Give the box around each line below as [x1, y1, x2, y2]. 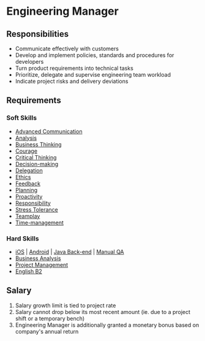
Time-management [15, 219, 64, 226]
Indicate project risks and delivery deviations [15, 78, 129, 85]
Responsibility [15, 199, 51, 207]
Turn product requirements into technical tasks [15, 64, 133, 72]
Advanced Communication [15, 128, 83, 135]
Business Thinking [15, 140, 62, 148]
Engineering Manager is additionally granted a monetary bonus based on [15, 321, 199, 329]
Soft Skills [6, 113, 37, 122]
